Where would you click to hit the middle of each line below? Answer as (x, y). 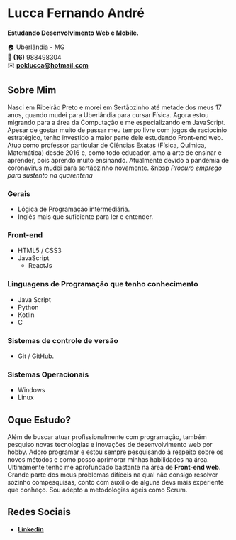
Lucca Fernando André (76, 13)
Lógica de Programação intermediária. (73, 209)
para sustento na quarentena (50, 175)
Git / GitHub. (36, 356)
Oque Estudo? (39, 420)
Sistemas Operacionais (48, 374)
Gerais (19, 193)
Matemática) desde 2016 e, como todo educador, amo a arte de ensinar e (114, 152)
